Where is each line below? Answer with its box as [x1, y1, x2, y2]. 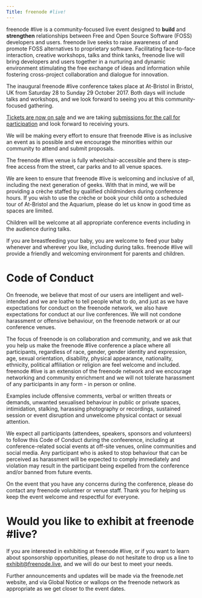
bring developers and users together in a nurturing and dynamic [6, 58, 166, 65]
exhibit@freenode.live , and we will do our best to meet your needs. [6, 560, 174, 568]
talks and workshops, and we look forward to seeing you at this [6, 95, 165, 103]
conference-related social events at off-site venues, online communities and [6, 443, 197, 450]
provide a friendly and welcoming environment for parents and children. [6, 250, 186, 257]
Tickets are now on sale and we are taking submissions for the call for [6, 114, 180, 121]
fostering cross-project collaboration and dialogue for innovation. [6, 70, 169, 78]
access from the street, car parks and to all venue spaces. [18, 163, 163, 170]
